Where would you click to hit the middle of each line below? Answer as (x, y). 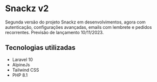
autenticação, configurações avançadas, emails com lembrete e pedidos (78, 27)
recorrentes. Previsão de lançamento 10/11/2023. (54, 32)
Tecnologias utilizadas (40, 48)
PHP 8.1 (20, 75)
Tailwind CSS (26, 70)
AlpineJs (21, 64)
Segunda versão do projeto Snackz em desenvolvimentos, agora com (75, 22)
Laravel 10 (23, 60)
